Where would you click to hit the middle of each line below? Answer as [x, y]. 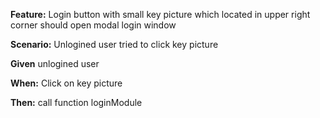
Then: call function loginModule [76, 102]
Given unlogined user [55, 63]
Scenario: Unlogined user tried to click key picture [114, 44]
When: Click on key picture [66, 83]
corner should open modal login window [93, 25]
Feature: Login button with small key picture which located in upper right [160, 14]
